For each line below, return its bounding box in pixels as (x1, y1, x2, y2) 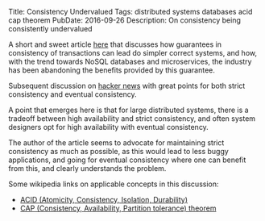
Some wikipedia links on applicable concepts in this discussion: (8, 179, 219, 189)
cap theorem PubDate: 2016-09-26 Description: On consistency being (8, 15, 242, 25)
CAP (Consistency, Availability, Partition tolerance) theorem (19, 203, 217, 213)
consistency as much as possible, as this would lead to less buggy (8, 147, 230, 156)
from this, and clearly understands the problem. (8, 164, 167, 173)
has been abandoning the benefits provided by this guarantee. (8, 65, 216, 75)
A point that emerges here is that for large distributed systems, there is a (8, 105, 249, 115)
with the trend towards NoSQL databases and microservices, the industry (8, 56, 252, 66)
